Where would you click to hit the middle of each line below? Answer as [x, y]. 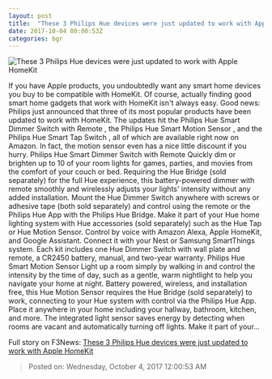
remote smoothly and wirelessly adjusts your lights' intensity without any [130, 189]
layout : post [30, 16]
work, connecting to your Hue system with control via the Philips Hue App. [132, 301]
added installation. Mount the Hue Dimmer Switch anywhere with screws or [134, 198]
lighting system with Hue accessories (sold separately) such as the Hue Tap [135, 224]
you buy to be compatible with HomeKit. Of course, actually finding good [130, 95]
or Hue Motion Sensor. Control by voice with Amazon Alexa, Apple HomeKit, [135, 232]
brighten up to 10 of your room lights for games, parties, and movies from [131, 164]
